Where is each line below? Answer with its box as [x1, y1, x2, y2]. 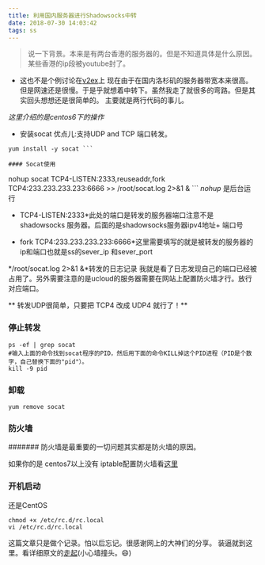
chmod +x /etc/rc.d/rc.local [8, 516, 104, 524]
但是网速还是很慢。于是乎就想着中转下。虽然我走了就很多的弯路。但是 [19, 86, 249, 95]
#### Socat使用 [8, 160, 56, 169]
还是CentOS [8, 500, 47, 510]
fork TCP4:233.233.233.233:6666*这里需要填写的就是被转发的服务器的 [19, 237, 254, 246]
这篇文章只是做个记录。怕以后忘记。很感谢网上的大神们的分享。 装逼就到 [8, 538, 246, 548]
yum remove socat [8, 403, 66, 410]
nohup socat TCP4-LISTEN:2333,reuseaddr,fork [8, 174, 166, 184]
